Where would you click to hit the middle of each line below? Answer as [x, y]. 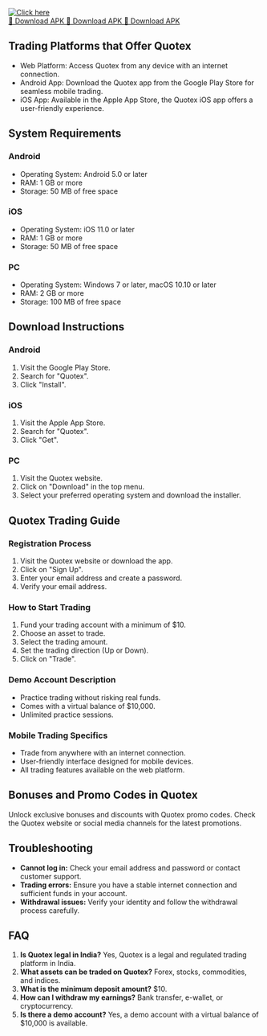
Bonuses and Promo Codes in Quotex [103, 795]
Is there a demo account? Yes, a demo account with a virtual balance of [139, 1015]
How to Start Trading [49, 607]
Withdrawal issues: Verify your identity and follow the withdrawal [129, 902]
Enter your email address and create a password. [101, 578]
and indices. [40, 981]
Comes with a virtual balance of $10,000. [88, 706]
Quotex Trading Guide [64, 520]
